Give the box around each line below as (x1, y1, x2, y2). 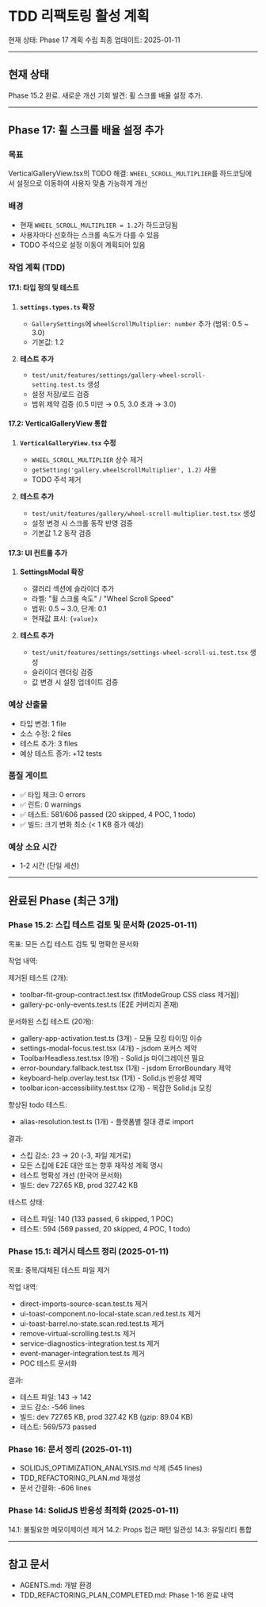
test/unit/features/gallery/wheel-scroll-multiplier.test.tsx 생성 (31, 509, 256, 518)
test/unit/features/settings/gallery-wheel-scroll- (31, 371, 206, 380)
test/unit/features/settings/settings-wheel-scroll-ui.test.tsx (31, 649, 249, 657)
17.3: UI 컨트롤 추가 (8, 548, 68, 557)
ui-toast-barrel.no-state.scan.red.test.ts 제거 (19, 1319, 165, 1328)
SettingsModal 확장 (19, 567, 85, 576)
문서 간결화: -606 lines (19, 1483, 92, 1493)
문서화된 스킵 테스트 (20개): (8, 1016, 94, 1026)
